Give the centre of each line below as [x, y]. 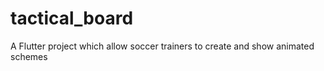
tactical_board [72, 18]
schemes [29, 56]
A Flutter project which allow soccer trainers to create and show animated [162, 46]
